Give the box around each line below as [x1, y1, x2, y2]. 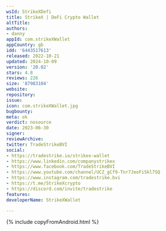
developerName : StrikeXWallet [6, 197, 81, 203]
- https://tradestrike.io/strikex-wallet [6, 152, 110, 158]
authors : [6, 25, 28, 32]
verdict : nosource [6, 120, 52, 126]
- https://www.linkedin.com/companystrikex [6, 158, 116, 164]
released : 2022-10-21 [6, 53, 60, 59]
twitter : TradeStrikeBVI [6, 141, 68, 148]
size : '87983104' [6, 81, 49, 87]
